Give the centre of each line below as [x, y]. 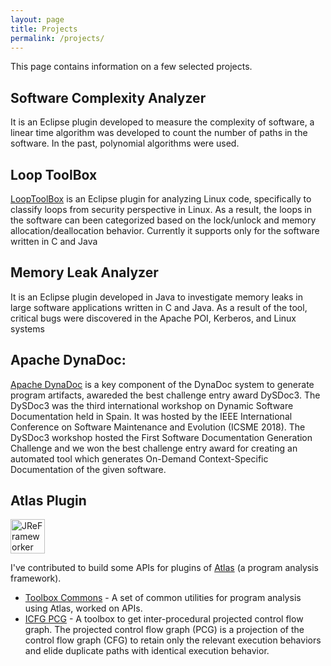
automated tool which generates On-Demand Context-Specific [139, 458]
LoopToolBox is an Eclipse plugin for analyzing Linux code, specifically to [161, 199]
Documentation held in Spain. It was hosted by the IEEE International [151, 416]
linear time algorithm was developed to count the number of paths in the [159, 133]
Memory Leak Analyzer [84, 272]
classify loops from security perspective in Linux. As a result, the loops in [161, 209]
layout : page [37, 19]
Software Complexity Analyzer [108, 97]
